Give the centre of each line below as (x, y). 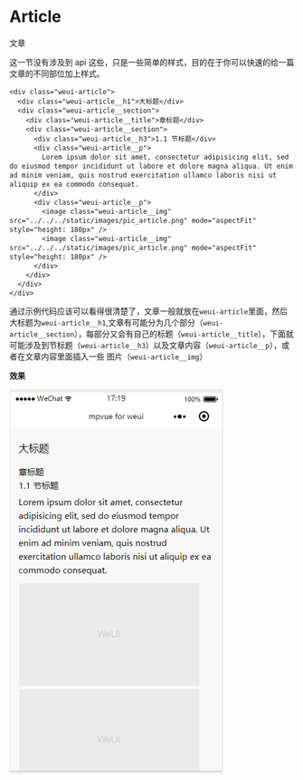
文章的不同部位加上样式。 (57, 73)
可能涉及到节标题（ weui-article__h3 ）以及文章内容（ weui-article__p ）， (146, 345)
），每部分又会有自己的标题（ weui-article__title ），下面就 (184, 334)
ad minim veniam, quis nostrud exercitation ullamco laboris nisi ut (143, 175)
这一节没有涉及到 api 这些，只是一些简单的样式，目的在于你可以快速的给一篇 (152, 62)
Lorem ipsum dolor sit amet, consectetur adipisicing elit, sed (166, 157)
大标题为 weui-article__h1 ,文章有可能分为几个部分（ (106, 322)
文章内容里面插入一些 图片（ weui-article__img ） (116, 356)
